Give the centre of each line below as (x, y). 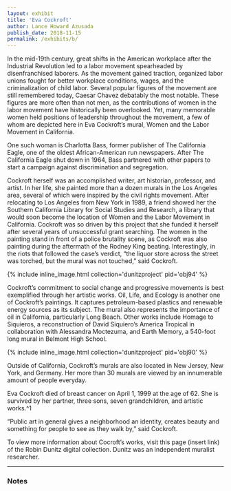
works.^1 (20, 408)
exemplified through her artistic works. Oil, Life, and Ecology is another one (114, 295)
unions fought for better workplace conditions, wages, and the (96, 81)
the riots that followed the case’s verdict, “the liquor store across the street (113, 254)
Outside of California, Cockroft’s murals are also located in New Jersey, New (115, 366)
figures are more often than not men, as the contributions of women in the (112, 103)
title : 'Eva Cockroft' (40, 20)
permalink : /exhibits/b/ (43, 39)
